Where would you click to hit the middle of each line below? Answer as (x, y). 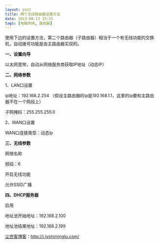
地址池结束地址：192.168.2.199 (35, 226)
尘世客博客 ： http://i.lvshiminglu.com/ (42, 237)
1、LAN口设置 (19, 85)
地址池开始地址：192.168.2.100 (35, 216)
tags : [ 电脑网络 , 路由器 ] (29, 23)
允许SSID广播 (18, 185)
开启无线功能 (18, 174)
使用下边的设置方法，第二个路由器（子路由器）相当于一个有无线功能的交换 (79, 38)
